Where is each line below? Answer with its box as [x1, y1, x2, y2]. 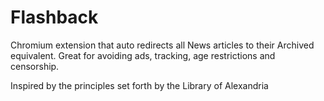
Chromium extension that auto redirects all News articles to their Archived [10, 39, 315, 51]
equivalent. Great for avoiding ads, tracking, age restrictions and [10, 49, 276, 61]
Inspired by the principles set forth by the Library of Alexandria [10, 79, 269, 91]
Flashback [10, 6, 99, 29]
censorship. [10, 60, 60, 72]
